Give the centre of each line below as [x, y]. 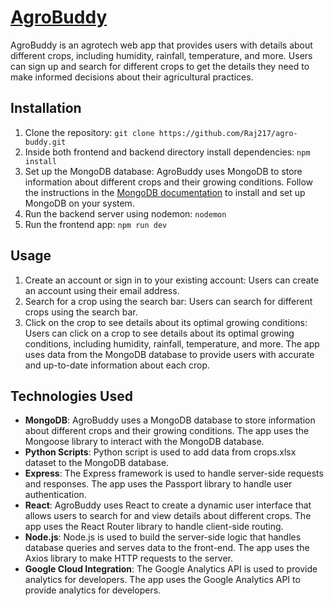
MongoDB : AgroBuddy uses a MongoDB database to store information [170, 420]
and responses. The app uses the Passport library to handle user [158, 484]
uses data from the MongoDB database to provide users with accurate [169, 354]
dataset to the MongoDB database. [97, 463]
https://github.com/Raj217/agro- [228, 133]
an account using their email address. [102, 290]
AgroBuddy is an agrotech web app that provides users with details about [161, 45]
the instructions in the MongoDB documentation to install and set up [165, 192]
